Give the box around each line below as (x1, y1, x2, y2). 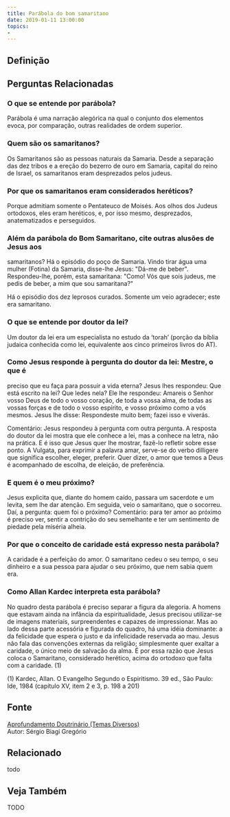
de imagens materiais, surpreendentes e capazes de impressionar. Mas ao (7, 617, 218, 625)
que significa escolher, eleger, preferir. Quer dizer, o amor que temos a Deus (7, 453, 224, 461)
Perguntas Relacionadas (7, 78, 114, 90)
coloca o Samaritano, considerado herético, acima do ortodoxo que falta (7, 653, 212, 662)
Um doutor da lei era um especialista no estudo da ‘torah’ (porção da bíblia (7, 333, 218, 341)
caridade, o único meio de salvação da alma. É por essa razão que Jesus (7, 647, 214, 655)
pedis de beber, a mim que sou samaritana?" (7, 280, 134, 288)
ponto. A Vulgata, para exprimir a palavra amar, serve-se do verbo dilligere (7, 446, 218, 454)
